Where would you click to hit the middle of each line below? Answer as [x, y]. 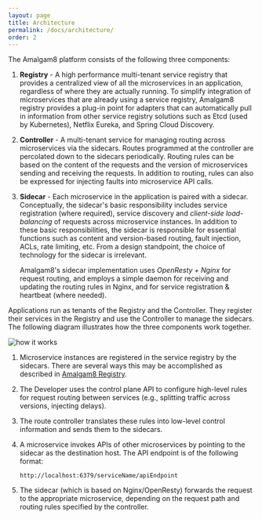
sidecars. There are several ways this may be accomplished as [121, 366]
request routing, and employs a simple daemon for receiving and [124, 278]
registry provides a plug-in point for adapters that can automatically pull [136, 108]
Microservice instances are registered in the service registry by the [128, 357]
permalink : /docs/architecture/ [61, 30]
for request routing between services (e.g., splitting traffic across [125, 397]
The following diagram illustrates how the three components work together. [130, 327]
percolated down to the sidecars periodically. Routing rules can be [127, 157]
